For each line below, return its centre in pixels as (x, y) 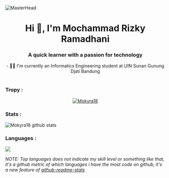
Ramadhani (85, 39)
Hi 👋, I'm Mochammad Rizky (85, 28)
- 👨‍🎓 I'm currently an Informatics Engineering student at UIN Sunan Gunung (85, 66)
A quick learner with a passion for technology (85, 55)
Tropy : (14, 90)
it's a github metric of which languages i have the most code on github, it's (84, 164)
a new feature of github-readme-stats (45, 170)
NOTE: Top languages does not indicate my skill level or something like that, (85, 159)
